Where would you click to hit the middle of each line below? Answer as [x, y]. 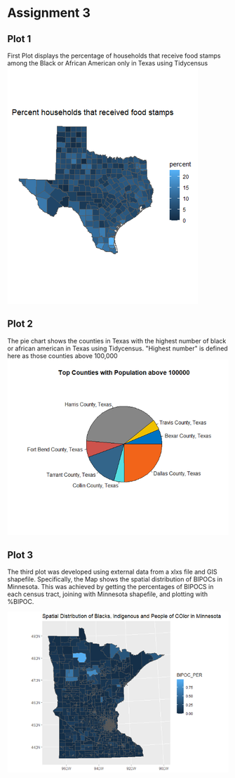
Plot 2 [20, 324]
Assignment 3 [49, 13]
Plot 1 [19, 39]
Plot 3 [20, 555]
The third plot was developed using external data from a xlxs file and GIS [112, 572]
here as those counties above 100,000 [62, 355]
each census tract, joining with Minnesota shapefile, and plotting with [108, 594]
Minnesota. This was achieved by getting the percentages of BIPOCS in [110, 587]
